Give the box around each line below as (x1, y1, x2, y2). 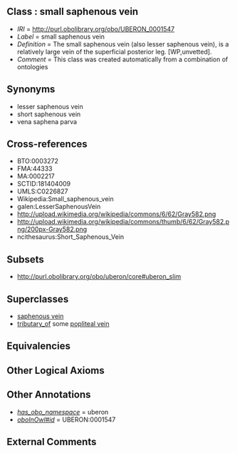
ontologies (16, 62, 48, 71)
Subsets (6, 253, 44, 265)
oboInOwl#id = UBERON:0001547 (16, 415, 116, 424)
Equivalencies (6, 340, 70, 352)
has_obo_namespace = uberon (16, 407, 109, 416)
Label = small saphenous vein (16, 32, 105, 41)
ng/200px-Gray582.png (16, 225, 88, 234)
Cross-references (6, 138, 88, 151)
